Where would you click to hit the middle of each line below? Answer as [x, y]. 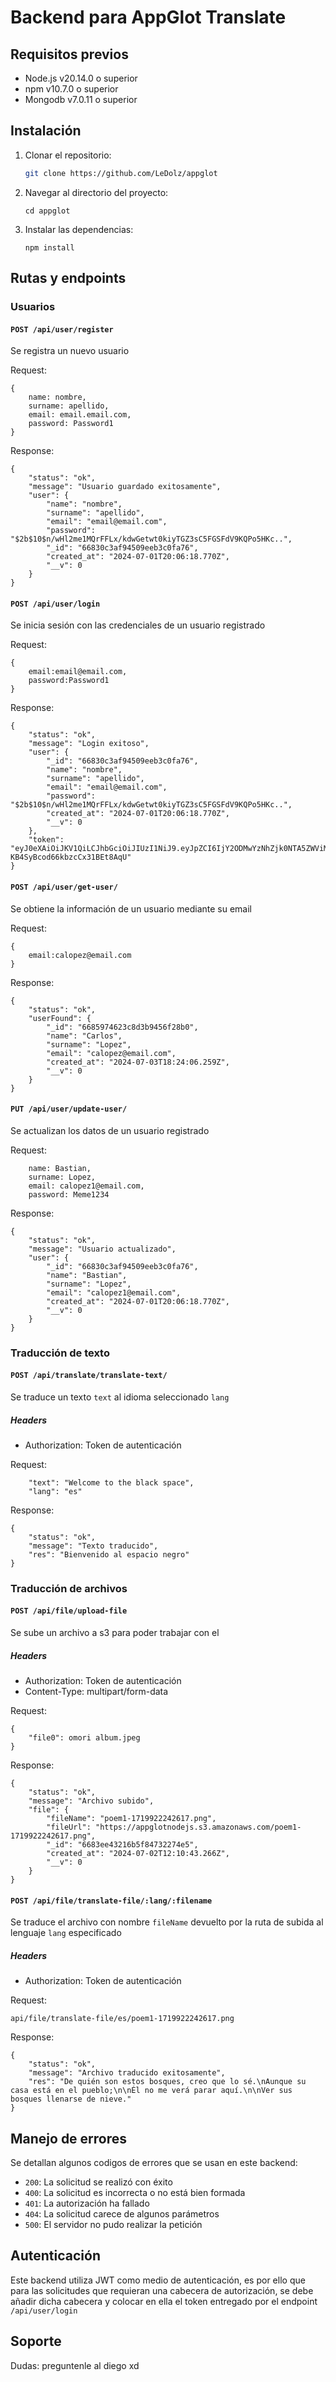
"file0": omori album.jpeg [84, 1738]
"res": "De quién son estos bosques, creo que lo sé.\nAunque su [167, 2082]
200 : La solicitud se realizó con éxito [98, 2182]
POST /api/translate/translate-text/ [89, 1376]
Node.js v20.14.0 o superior [81, 78]
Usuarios [33, 306]
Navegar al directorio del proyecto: [96, 192]
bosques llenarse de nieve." [71, 2099]
